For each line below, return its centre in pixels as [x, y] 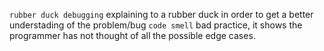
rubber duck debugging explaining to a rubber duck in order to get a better [161, 14]
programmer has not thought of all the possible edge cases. [132, 35]
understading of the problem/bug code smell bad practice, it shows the [156, 25]
